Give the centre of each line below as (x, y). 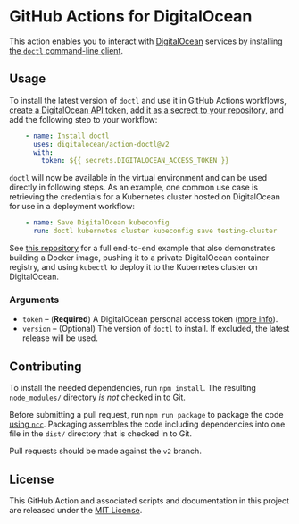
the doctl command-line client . (66, 50)
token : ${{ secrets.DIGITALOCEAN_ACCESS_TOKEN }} (135, 161)
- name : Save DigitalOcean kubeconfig (97, 223)
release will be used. (60, 338)
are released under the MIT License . (76, 510)
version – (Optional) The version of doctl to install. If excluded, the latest (156, 329)
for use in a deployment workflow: (72, 207)
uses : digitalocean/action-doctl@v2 (101, 144)
